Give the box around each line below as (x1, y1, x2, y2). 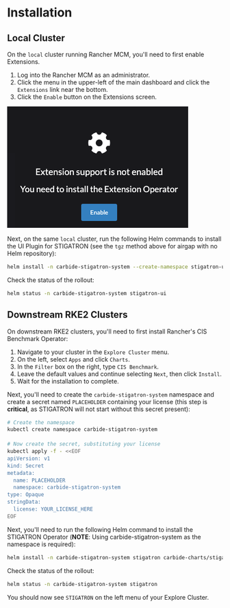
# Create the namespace (7, 419, 75, 426)
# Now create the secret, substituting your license (7, 441, 161, 447)
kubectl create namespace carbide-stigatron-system (7, 426, 157, 433)
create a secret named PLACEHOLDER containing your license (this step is (7, 397, 207, 406)
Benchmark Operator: (7, 334, 68, 342)
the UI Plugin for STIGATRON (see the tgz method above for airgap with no (7, 242, 218, 250)
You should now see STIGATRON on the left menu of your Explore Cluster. (7, 593, 209, 601)
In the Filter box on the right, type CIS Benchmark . (16, 362, 159, 371)
